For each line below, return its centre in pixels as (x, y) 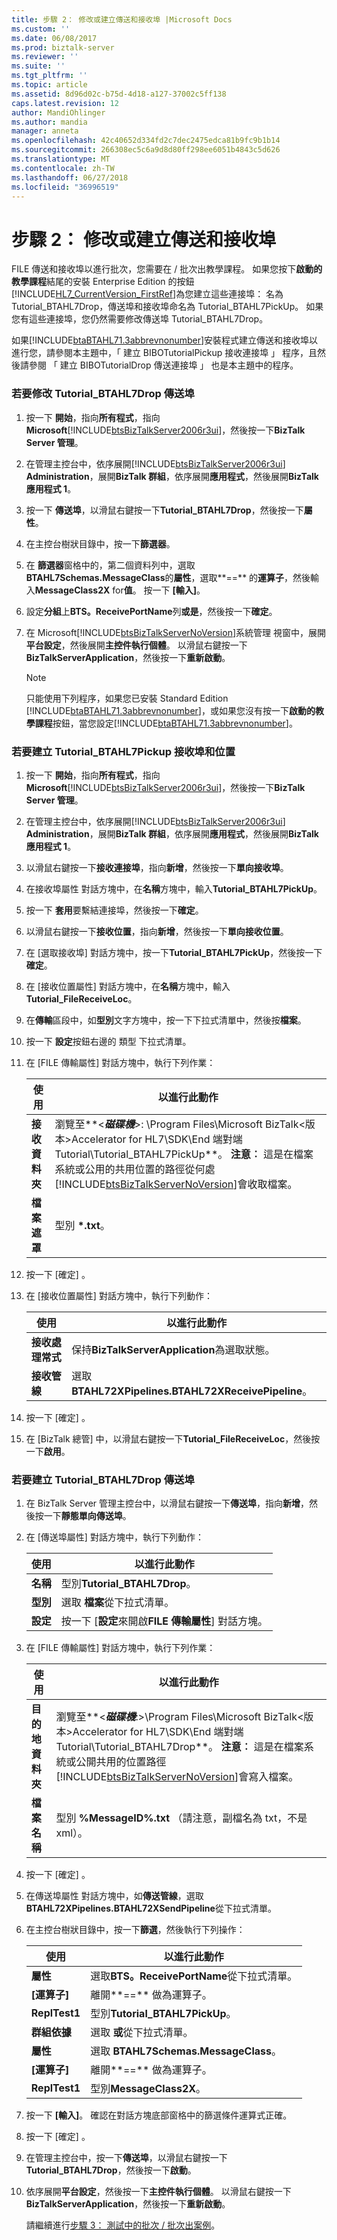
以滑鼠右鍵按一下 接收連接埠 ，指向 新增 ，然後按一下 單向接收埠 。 (157, 867)
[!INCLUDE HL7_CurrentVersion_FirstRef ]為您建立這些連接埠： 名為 (147, 294)
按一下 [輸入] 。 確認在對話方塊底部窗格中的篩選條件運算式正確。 (159, 2115)
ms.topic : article (49, 85)
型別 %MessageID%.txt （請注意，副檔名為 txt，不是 (181, 1818)
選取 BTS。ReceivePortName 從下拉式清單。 (194, 1976)
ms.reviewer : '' (45, 57)
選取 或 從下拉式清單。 (142, 2033)
